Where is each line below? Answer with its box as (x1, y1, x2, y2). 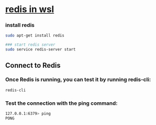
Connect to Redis (5, 61, 61, 69)
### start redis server (5, 42, 56, 48)
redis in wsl (5, 4, 54, 15)
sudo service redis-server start (5, 47, 76, 52)
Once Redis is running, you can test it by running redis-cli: (5, 76, 151, 83)
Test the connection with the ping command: (5, 100, 118, 107)
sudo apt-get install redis (5, 33, 65, 38)
